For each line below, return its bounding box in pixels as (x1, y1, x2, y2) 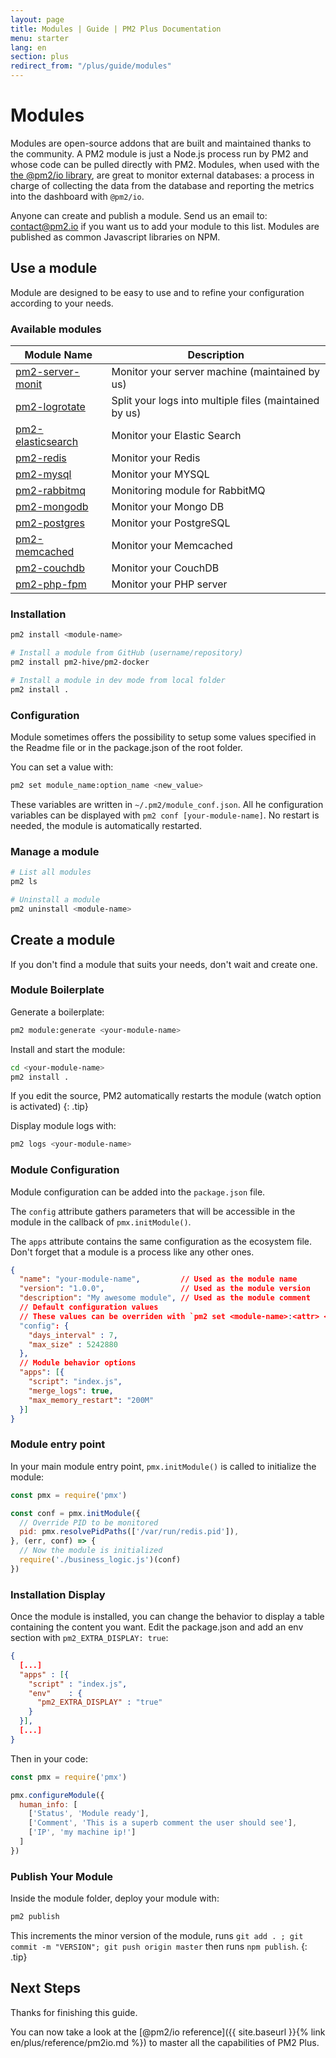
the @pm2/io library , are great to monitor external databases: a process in (10, 169, 315, 181)
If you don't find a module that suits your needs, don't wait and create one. (10, 958, 318, 970)
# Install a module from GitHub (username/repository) (10, 648, 244, 658)
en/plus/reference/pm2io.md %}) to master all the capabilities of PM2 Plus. (10, 2036, 320, 2048)
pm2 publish (10, 1912, 60, 1922)
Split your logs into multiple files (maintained (111, 394, 320, 408)
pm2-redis (15, 451, 67, 465)
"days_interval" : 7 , (28, 1330, 118, 1340)
